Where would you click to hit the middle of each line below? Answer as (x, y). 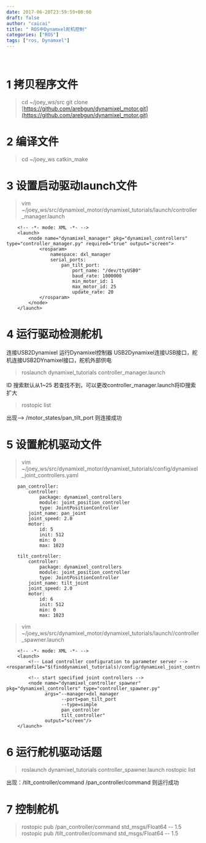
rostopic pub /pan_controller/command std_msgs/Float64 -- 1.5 (101, 826)
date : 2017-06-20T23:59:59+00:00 (49, 12)
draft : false (23, 18)
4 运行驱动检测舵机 (54, 334)
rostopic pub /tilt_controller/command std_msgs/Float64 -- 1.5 (100, 833)
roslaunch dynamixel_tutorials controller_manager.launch (93, 372)
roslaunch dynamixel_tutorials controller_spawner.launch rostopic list (109, 769)
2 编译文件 (33, 142)
